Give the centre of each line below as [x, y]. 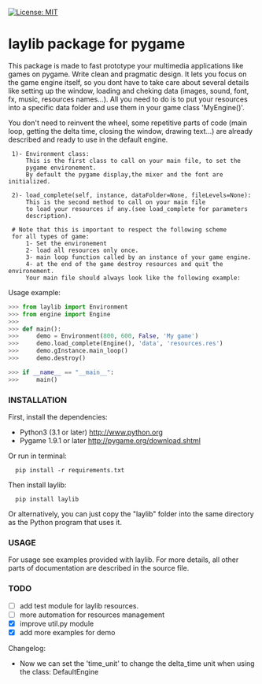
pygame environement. [61, 168]
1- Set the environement [66, 243]
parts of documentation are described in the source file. [99, 568]
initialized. [30, 181]
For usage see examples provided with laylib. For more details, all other [124, 560]
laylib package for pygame [97, 44]
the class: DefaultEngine [59, 671]
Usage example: [35, 292]
